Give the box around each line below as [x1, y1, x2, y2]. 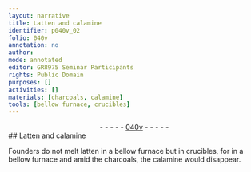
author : [8, 49, 34, 57]
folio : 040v [8, 33, 48, 42]
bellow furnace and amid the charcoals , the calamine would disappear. [8, 154, 241, 164]
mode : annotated [8, 57, 62, 64]
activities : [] [8, 85, 59, 94]
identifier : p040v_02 [8, 26, 81, 34]
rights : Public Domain [8, 71, 84, 79]
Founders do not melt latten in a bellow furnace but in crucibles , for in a [8, 147, 244, 156]
